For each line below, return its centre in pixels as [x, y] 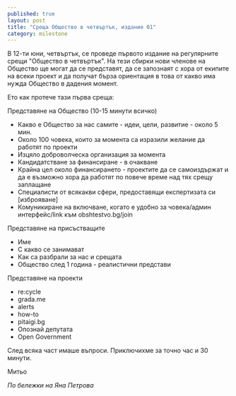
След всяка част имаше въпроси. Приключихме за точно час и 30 [108, 351]
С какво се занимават [51, 250]
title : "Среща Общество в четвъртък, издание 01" [82, 27]
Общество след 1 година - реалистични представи [94, 265]
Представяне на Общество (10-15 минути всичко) [82, 111]
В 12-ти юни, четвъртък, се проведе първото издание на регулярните [113, 54]
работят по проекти [47, 147]
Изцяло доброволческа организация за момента [92, 155]
